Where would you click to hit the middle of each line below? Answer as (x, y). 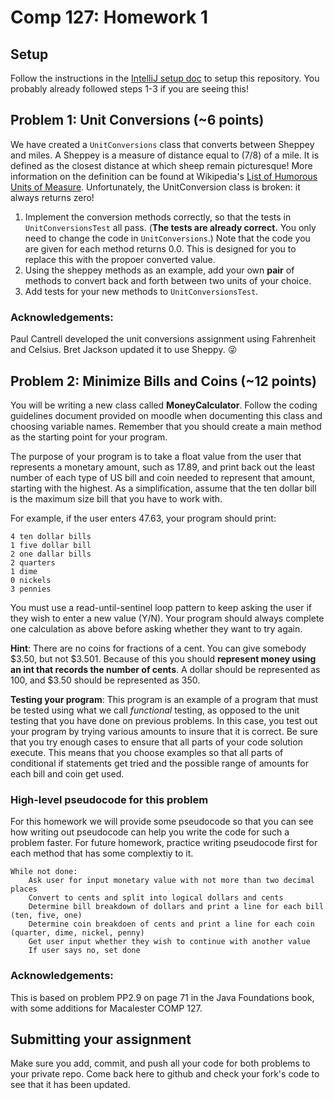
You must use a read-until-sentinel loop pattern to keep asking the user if (161, 607)
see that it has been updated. (70, 1085)
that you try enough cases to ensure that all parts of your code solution (156, 742)
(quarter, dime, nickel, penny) (77, 933)
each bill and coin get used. (67, 773)
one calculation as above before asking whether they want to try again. (156, 628)
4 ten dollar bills (51, 536)
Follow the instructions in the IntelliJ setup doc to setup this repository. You (165, 78)
